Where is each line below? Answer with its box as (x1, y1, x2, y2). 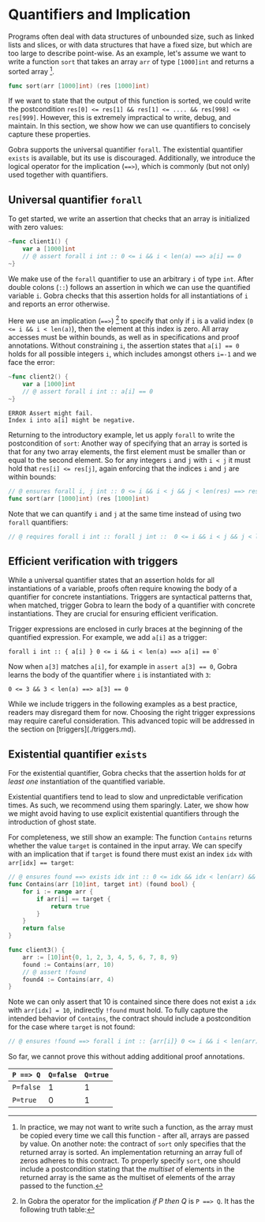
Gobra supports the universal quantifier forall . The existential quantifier (8, 145, 243, 155)
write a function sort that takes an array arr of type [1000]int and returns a (8, 57, 255, 66)
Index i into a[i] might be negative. (8, 416, 136, 424)
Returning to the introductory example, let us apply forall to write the (8, 430, 235, 439)
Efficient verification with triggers (8, 555, 178, 568)
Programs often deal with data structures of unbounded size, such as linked (8, 32, 255, 41)
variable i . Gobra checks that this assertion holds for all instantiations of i (8, 291, 248, 300)
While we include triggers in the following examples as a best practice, (8, 699, 238, 709)
